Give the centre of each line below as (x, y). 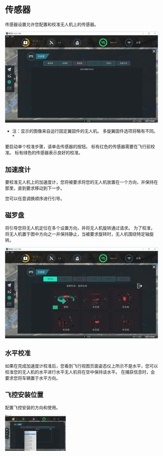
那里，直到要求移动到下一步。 (35, 188)
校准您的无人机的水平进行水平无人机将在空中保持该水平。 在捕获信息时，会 (80, 372)
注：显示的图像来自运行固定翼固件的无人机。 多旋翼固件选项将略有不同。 (85, 131)
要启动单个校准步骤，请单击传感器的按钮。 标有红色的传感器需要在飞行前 (78, 147)
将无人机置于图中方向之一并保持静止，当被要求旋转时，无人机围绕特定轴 (77, 234)
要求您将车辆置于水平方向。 (33, 378)
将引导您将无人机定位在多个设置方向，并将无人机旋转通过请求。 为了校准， (80, 228)
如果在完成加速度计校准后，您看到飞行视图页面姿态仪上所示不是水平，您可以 (81, 366)
